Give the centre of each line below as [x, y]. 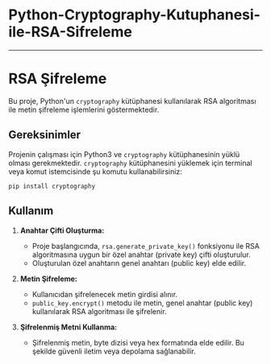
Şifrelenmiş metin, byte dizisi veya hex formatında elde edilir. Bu [138, 342]
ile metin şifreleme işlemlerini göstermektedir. [84, 110]
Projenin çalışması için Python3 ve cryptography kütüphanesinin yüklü [124, 154]
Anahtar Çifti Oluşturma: [62, 230]
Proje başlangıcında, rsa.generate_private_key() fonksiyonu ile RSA [146, 246]
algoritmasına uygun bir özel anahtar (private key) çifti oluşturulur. [142, 254]
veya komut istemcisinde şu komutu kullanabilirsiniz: [96, 172]
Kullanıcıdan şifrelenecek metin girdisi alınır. [105, 294]
